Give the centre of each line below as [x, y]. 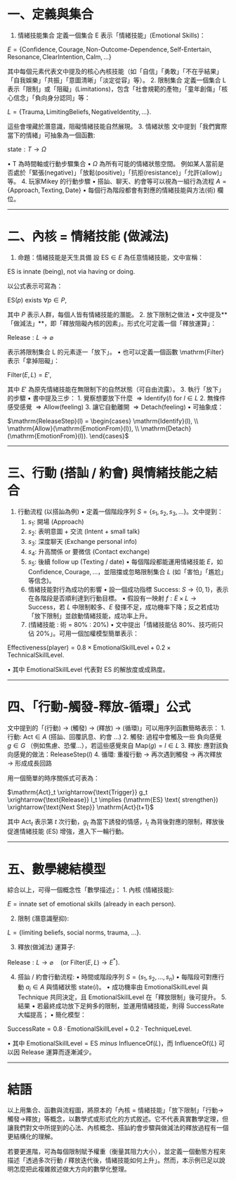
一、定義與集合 [51, 14]
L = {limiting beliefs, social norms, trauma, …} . [74, 932]
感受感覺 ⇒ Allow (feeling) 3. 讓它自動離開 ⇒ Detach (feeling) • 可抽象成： [116, 407]
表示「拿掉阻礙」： [33, 360]
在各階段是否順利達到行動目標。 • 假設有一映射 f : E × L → [112, 598]
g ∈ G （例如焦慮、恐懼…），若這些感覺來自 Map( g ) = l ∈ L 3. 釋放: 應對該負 [118, 745]
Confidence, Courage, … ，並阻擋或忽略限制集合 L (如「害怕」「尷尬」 [127, 571]
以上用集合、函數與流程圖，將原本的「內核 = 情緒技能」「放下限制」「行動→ [116, 1110]
